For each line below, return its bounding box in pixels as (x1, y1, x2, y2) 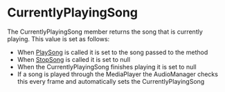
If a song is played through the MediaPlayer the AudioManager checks (17, 70, 218, 78)
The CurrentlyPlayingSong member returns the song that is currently (7, 27, 203, 36)
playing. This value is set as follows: (7, 34, 110, 43)
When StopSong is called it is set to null (17, 55, 130, 63)
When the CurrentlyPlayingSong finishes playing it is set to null (17, 62, 197, 71)
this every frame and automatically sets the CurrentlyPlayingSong (17, 77, 205, 85)
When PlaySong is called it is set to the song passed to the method (17, 48, 208, 56)
